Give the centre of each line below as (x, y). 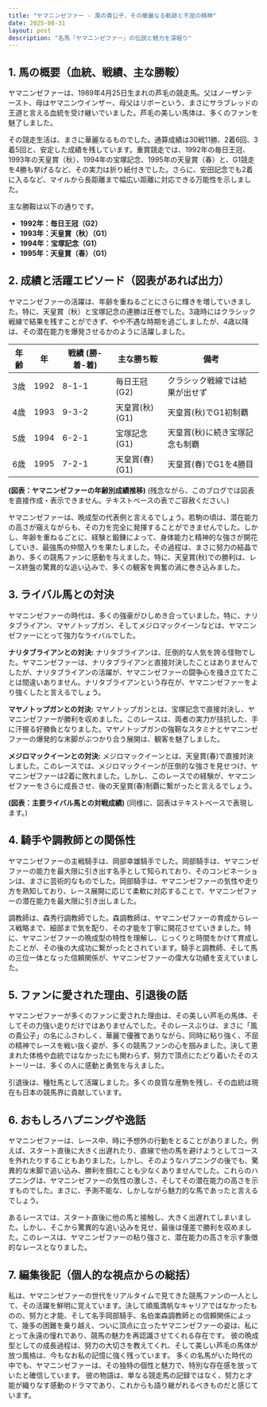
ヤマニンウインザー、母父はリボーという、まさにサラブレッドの (154, 103)
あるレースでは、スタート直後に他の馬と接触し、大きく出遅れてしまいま (126, 1217)
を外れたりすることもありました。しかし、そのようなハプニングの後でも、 (130, 1161)
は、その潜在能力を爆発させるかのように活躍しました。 (99, 331)
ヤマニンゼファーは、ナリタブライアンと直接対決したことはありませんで (140, 662)
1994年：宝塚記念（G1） (60, 243)
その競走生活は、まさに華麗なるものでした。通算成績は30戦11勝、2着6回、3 (133, 140)
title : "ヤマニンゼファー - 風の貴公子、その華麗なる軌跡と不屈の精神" (112, 16)
